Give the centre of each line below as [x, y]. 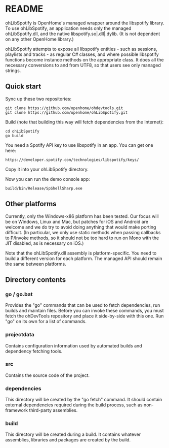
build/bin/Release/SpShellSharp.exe [44, 188]
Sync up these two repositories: [38, 99]
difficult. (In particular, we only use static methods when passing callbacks [83, 232]
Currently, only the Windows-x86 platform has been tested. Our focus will [82, 216]
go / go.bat [19, 294]
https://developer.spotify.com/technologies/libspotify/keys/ [72, 160]
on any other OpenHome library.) [40, 39]
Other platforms [31, 204]
